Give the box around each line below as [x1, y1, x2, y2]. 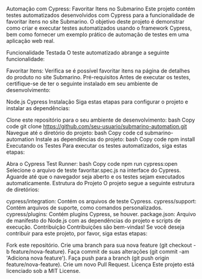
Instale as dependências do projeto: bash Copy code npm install [35, 136, 195, 143]
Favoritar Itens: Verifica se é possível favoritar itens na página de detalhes [6, 67, 191, 74]
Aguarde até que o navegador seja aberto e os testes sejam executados [6, 173, 185, 180]
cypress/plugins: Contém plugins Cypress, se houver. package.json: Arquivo [6, 211, 196, 217]
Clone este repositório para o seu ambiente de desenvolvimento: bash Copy [6, 116, 195, 123]
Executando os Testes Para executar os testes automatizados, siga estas [6, 142, 188, 149]
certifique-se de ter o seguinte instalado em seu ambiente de [6, 80, 159, 87]
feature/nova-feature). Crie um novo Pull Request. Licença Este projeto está [6, 261, 195, 268]
